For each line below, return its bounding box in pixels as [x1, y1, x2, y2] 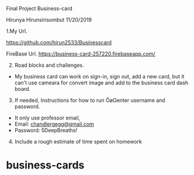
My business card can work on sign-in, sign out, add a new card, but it [14, 73, 185, 80]
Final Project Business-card [6, 5, 73, 12]
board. [14, 85, 31, 92]
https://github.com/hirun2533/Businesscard [6, 39, 112, 46]
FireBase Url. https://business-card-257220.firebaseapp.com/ [6, 50, 156, 57]
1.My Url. [6, 28, 27, 35]
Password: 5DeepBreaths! [14, 127, 78, 133]
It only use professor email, [14, 114, 81, 121]
